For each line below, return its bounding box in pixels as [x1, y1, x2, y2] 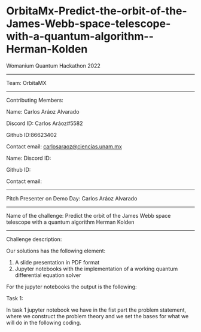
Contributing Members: [6, 96, 64, 103]
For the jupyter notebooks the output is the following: [6, 283, 137, 290]
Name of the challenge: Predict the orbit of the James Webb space [6, 212, 171, 219]
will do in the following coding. [6, 319, 82, 326]
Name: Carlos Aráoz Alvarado [6, 108, 80, 115]
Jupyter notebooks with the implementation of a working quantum [14, 265, 178, 272]
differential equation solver [14, 271, 81, 279]
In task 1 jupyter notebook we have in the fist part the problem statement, [6, 306, 187, 313]
